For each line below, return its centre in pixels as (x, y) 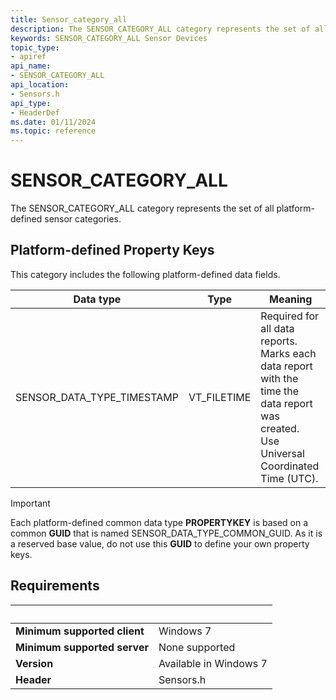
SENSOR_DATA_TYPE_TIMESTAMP (97, 397)
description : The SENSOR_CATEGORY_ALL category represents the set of (160, 29)
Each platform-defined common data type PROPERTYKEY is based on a (159, 522)
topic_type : (35, 47)
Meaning (291, 299)
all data (277, 328)
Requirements (55, 586)
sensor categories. (83, 219)
